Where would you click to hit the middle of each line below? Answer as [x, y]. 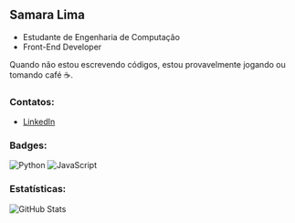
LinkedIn [39, 122]
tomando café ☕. [41, 74]
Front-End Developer [62, 47]
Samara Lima [47, 15]
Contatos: [32, 101]
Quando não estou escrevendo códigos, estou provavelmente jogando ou [147, 64]
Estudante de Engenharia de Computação [101, 37]
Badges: [28, 145]
